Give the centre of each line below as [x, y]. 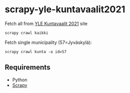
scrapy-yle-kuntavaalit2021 [65, 9]
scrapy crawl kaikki [27, 33]
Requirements [28, 67]
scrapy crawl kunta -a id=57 [36, 52]
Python [20, 80]
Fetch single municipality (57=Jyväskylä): [48, 42]
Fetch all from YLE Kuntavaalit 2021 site [46, 24]
